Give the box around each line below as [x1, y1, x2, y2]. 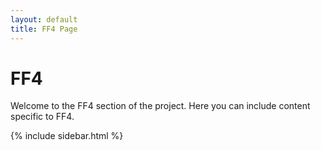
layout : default [10, 14, 78, 25]
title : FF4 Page [10, 24, 78, 34]
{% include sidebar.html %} [10, 130, 124, 142]
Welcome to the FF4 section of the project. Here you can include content [10, 100, 311, 112]
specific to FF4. [10, 111, 75, 123]
